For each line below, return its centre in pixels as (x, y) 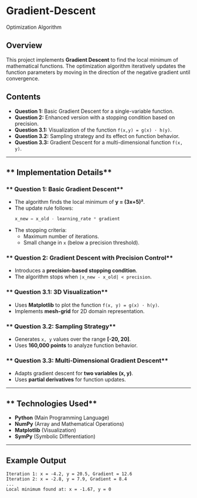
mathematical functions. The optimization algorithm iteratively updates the (96, 66)
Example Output (36, 460)
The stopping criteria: (40, 230)
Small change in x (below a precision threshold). (81, 243)
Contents (23, 97)
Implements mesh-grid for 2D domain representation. (79, 311)
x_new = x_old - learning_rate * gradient (67, 219)
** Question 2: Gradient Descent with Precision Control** (90, 258)
